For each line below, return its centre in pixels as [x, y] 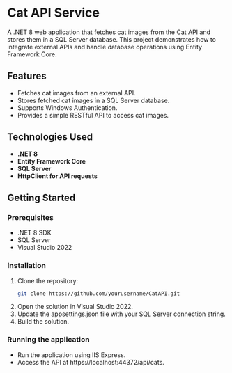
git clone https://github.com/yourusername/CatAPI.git [99, 294]
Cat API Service [53, 13]
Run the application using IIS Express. [71, 355]
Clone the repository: [48, 280]
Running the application [48, 340]
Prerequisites [30, 217]
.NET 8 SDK [34, 233]
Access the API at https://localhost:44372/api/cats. [91, 362]
